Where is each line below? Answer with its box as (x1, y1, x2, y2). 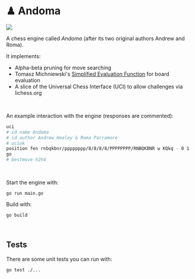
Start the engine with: (6, 179, 59, 186)
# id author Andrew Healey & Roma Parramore (6, 134, 118, 140)
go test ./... (6, 267, 41, 273)
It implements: (6, 52, 41, 60)
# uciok (6, 140, 25, 146)
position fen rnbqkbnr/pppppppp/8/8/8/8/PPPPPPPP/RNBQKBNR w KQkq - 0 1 (6, 146, 190, 152)
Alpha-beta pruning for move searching (14, 64, 111, 71)
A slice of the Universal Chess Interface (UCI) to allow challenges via (14, 83, 183, 90)
